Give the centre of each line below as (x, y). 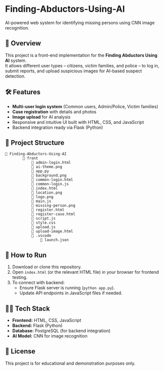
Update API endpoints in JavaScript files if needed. (71, 293)
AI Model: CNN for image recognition (50, 336)
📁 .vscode (41, 236)
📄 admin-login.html (51, 163)
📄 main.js (41, 201)
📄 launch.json (54, 240)
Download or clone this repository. (47, 267)
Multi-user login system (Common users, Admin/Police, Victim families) (85, 106)
